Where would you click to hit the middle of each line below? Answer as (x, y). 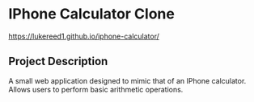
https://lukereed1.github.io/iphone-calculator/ (84, 36)
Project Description (58, 61)
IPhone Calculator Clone (92, 14)
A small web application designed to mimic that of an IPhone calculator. (127, 80)
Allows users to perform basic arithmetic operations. (96, 89)
